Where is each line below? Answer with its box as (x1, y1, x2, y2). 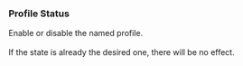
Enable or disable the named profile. (8, 28, 144, 39)
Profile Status (8, 7, 70, 20)
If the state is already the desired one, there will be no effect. (8, 47, 236, 58)
